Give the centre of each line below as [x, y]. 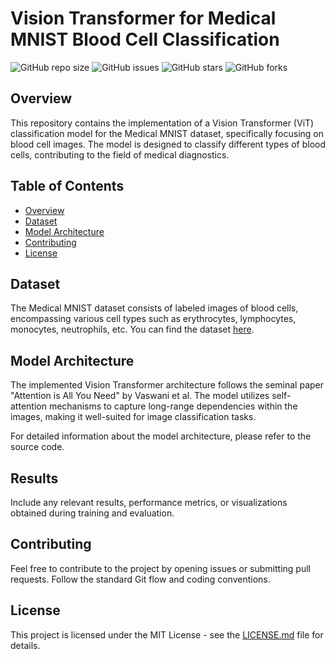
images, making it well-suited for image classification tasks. [133, 417]
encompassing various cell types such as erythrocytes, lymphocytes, [153, 319]
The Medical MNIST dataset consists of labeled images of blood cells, [154, 308]
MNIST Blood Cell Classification [145, 39]
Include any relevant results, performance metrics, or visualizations [149, 502]
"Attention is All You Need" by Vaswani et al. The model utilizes [140, 396]
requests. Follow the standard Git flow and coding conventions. [140, 579]
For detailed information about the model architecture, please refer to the [161, 436]
